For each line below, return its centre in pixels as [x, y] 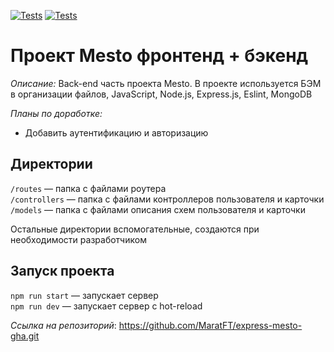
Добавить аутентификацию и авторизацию [116, 132]
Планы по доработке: [56, 113]
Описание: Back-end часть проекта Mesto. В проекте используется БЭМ [166, 83]
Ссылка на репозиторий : [63, 325]
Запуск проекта [62, 271]
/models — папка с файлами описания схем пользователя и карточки [158, 209]
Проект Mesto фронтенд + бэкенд [159, 56]
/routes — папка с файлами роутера [88, 188]
